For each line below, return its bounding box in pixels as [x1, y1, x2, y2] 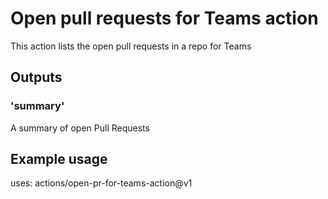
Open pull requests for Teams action [10, 7, 319, 30]
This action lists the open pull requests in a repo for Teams [10, 40, 252, 52]
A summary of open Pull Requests [10, 122, 150, 134]
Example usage [10, 151, 108, 168]
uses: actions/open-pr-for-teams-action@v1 [10, 177, 193, 189]
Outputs [10, 69, 63, 86]
